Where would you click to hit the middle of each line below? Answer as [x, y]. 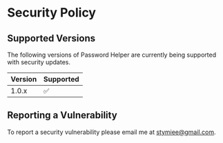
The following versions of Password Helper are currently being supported [111, 55]
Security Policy [52, 13]
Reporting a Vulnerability [62, 115]
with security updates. [39, 62]
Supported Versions [51, 38]
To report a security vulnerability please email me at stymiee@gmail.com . [111, 132]
